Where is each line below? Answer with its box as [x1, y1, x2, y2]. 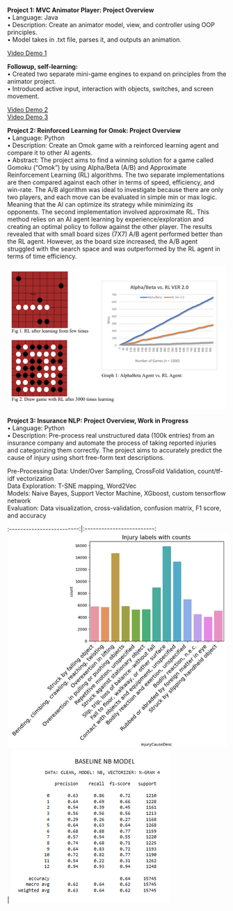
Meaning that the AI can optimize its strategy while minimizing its [7, 200, 193, 208]
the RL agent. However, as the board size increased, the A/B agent [7, 237, 198, 246]
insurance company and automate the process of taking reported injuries [7, 438, 217, 447]
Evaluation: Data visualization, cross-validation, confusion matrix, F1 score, [7, 504, 222, 512]
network [7, 496, 31, 505]
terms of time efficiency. [7, 252, 77, 260]
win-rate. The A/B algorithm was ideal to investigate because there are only [7, 186, 224, 193]
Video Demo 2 [7, 106, 49, 113]
